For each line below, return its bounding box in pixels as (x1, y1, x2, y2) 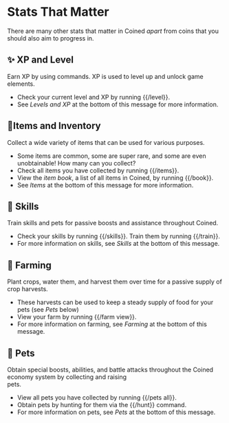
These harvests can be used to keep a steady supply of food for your (17, 298, 214, 306)
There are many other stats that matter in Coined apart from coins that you (7, 27, 219, 35)
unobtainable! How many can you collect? (17, 159, 136, 167)
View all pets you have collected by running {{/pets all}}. (17, 393, 177, 402)
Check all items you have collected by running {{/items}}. (17, 166, 179, 174)
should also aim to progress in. (7, 34, 94, 42)
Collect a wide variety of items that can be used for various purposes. (7, 138, 205, 146)
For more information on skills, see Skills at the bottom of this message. (17, 240, 220, 248)
